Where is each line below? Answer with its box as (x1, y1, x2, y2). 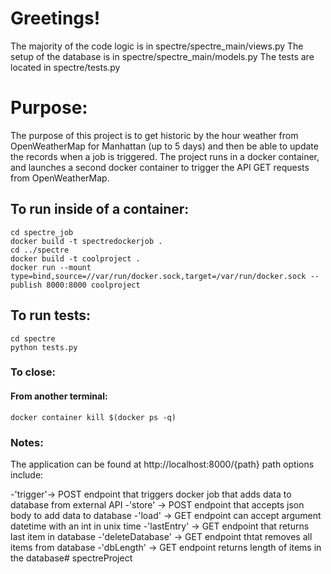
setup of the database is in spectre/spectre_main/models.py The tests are (10, 50, 315, 62)
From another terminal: (10, 390, 108, 402)
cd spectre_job (10, 227, 74, 237)
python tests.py (10, 342, 78, 352)
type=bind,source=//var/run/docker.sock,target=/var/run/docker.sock (10, 271, 307, 281)
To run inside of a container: (10, 201, 190, 218)
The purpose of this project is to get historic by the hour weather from (10, 129, 299, 141)
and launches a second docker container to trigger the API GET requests (10, 161, 310, 173)
